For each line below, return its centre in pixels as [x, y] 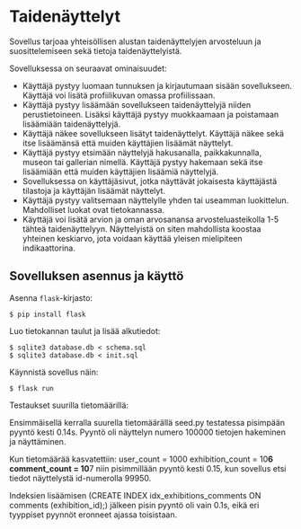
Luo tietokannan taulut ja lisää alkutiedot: [85, 331]
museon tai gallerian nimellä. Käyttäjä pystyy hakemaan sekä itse [142, 162]
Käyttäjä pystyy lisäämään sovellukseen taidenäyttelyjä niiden [137, 104]
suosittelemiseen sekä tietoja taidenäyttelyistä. [96, 50]
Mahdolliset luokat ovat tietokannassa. [93, 209]
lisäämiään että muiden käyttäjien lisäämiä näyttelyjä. [120, 172]
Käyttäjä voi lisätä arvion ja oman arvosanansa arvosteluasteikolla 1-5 [150, 219]
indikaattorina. [49, 248]
